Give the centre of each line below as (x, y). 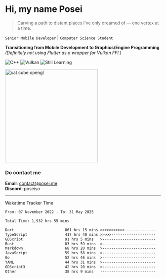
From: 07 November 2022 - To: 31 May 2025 (49, 212)
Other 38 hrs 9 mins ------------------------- (80, 272)
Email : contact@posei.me (31, 183)
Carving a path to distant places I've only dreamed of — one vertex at (88, 23)
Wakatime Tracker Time (29, 203)
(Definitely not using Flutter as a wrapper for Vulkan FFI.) (63, 53)
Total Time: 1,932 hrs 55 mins (37, 221)
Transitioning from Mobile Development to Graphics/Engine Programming (82, 47)
